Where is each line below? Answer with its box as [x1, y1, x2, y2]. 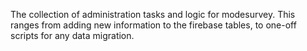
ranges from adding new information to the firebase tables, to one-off [10, 19, 297, 31]
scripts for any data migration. [10, 30, 135, 41]
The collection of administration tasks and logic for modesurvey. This [10, 9, 296, 20]
